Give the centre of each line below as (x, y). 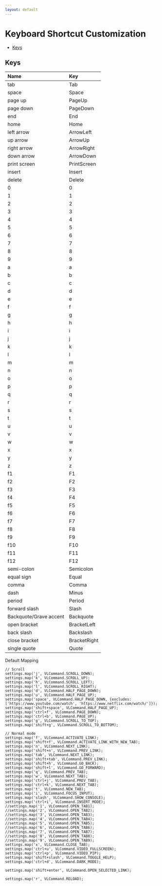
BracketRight (84, 641)
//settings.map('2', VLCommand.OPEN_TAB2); (50, 811)
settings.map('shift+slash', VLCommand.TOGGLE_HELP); (61, 858)
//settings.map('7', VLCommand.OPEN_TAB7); (50, 832)
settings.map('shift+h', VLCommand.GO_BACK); (52, 764)
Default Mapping (22, 661)
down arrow (21, 156)
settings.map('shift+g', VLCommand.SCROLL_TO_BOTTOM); (62, 725)
